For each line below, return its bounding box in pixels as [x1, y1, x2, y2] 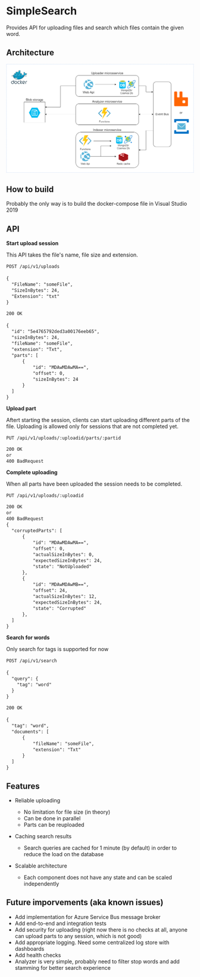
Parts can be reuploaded [23, 821, 85, 829]
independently [23, 880, 60, 887]
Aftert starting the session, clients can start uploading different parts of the [6, 417, 190, 424]
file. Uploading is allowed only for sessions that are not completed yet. [6, 423, 179, 430]
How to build [6, 184, 54, 195]
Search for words [6, 634, 50, 641]
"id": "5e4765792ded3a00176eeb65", [11, 329, 100, 335]
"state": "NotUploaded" [32, 564, 92, 570]
